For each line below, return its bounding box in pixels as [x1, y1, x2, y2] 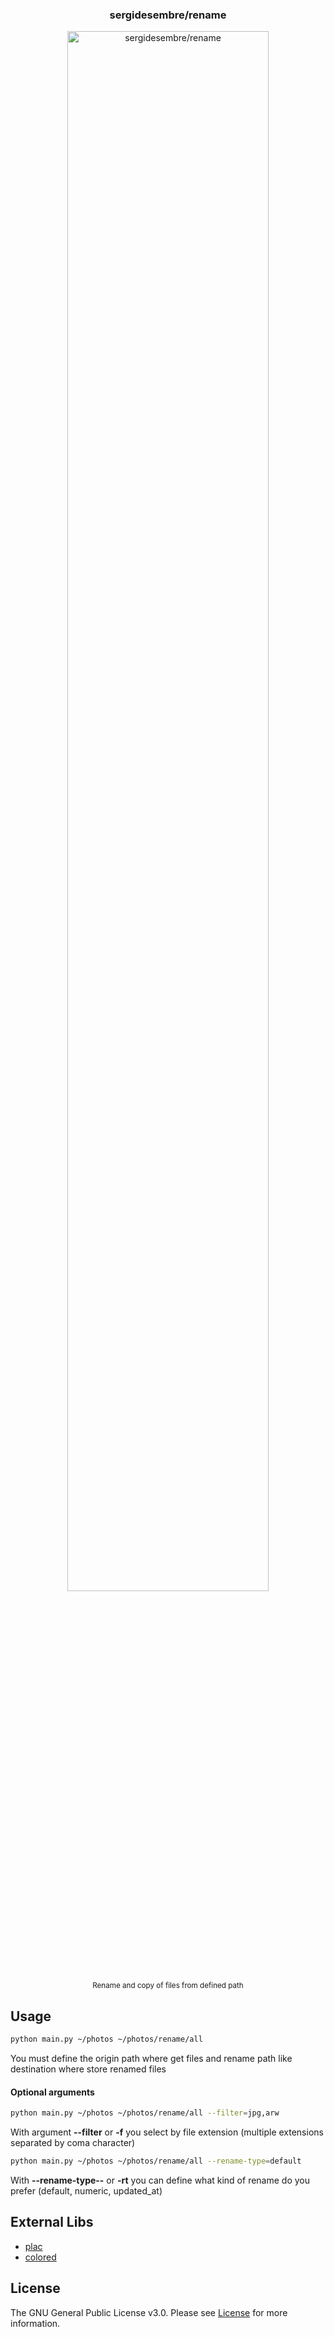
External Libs [10, 2214, 94, 2231]
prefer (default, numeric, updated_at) [10, 2184, 163, 2197]
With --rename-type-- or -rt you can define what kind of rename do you [10, 2174, 311, 2186]
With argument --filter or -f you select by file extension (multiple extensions [10, 2126, 324, 2138]
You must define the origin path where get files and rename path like [10, 2052, 293, 2064]
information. [10, 2317, 61, 2329]
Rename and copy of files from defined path [92, 1981, 244, 1991]
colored [24, 2251, 57, 2263]
